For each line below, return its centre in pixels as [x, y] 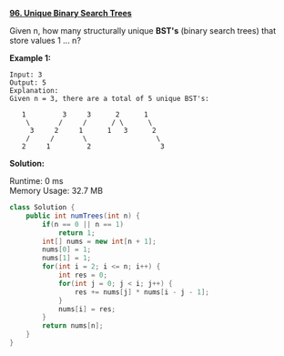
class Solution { [42, 208]
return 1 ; [76, 233]
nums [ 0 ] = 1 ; [67, 249]
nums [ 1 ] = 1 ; [67, 259]
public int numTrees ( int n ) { [83, 216]
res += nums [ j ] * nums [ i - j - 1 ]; [142, 292]
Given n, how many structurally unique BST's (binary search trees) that [142, 31]
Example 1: [30, 58]
